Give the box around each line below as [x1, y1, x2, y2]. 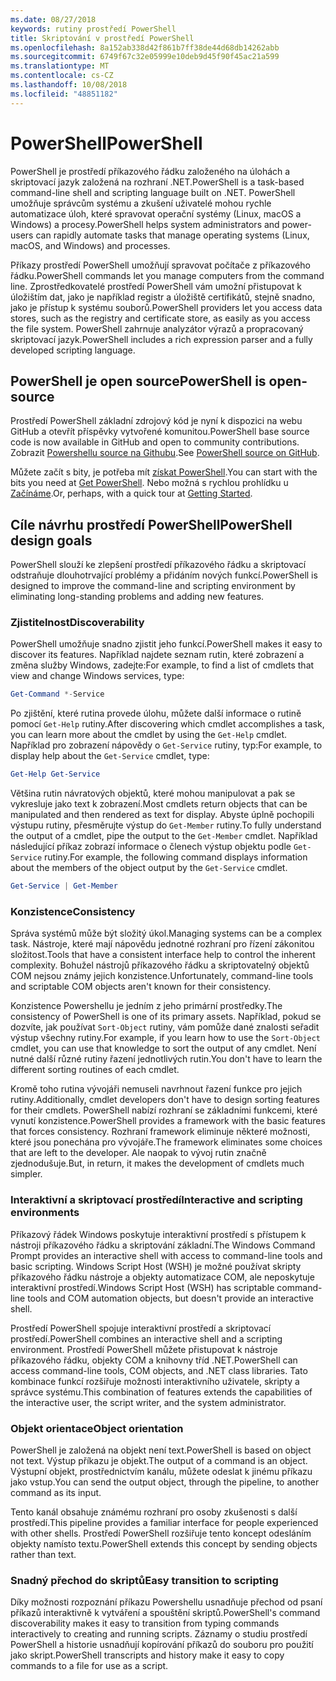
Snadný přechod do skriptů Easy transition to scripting [10, 1573, 279, 1587]
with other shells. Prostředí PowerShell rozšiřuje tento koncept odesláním [10, 1527, 312, 1539]
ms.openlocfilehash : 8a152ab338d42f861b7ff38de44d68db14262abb [10, 42, 280, 53]
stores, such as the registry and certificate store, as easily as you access [10, 312, 311, 324]
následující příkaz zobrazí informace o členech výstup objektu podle [10, 841, 292, 853]
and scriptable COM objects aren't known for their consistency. [10, 981, 272, 993]
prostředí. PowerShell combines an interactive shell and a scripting [10, 1332, 283, 1345]
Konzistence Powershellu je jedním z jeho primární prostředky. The [10, 1000, 283, 1012]
